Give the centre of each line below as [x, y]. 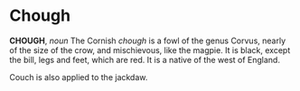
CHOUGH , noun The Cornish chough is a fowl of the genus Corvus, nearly [148, 41]
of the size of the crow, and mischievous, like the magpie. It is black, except [150, 50]
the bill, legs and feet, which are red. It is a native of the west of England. [145, 59]
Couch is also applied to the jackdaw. [79, 77]
